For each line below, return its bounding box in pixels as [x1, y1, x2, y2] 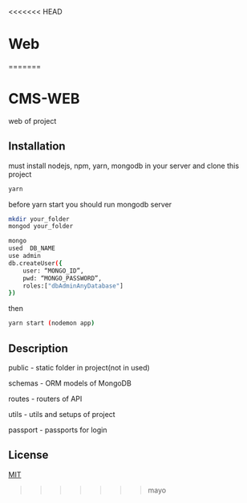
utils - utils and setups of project [8, 410, 115, 419]
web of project [8, 116, 57, 125]
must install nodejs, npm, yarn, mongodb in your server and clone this [8, 161, 239, 170]
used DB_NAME [8, 244, 56, 252]
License [8, 448, 49, 462]
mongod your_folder [8, 223, 74, 231]
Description [8, 341, 68, 355]
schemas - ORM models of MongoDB [8, 378, 132, 388]
